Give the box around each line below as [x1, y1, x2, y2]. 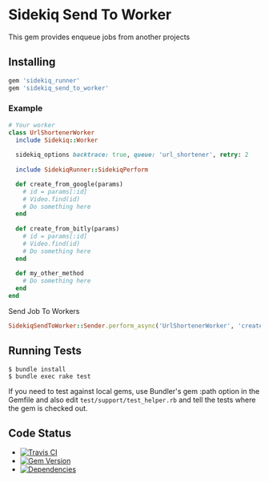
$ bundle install [8, 365, 66, 373]
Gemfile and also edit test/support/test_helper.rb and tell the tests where [8, 395, 256, 404]
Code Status [8, 427, 72, 440]
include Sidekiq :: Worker [15, 136, 98, 144]
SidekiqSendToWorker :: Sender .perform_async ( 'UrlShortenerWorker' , [8, 322, 235, 330]
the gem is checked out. [8, 403, 88, 413]
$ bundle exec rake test [8, 372, 91, 380]
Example [8, 102, 43, 114]
